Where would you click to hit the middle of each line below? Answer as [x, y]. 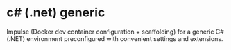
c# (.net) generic [56, 13]
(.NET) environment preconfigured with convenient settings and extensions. [115, 38]
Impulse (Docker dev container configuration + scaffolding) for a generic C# [115, 32]
